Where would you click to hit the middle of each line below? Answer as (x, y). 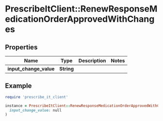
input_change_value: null (36, 110)
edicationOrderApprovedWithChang (80, 19)
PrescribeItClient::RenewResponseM (81, 9)
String (67, 69)
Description (92, 60)
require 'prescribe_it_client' (37, 97)
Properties (21, 47)
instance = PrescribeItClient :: (38, 106)
